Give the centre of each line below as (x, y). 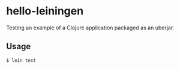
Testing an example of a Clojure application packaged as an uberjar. (90, 28)
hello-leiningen (45, 11)
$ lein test (21, 60)
